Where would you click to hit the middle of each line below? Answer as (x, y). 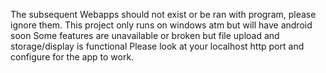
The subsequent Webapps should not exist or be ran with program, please (163, 14)
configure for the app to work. (72, 57)
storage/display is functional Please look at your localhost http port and (157, 46)
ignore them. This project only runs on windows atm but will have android (161, 25)
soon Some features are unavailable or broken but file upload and (145, 35)
